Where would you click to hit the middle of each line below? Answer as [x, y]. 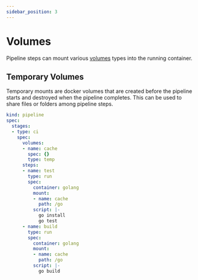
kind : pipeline [25, 115]
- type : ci [25, 132]
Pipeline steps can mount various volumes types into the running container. [99, 58]
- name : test [38, 171]
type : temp [41, 159]
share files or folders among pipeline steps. [60, 104]
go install [52, 216]
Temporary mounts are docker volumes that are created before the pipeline [99, 91]
